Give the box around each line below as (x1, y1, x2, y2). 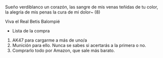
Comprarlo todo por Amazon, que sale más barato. (12, 48, 115, 53)
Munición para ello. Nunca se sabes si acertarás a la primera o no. (12, 43, 146, 48)
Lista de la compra (12, 28, 50, 33)
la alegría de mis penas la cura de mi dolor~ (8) (5, 9, 101, 15)
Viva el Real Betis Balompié (5, 19, 60, 24)
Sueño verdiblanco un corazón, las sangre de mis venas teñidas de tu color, (5, 4, 159, 10)
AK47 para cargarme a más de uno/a (12, 37, 87, 43)
